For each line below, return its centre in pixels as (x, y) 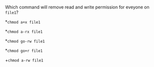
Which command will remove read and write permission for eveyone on (77, 7)
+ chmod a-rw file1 (24, 60)
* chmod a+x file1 (23, 22)
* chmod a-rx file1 (24, 31)
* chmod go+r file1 (24, 50)
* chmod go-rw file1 (25, 41)
